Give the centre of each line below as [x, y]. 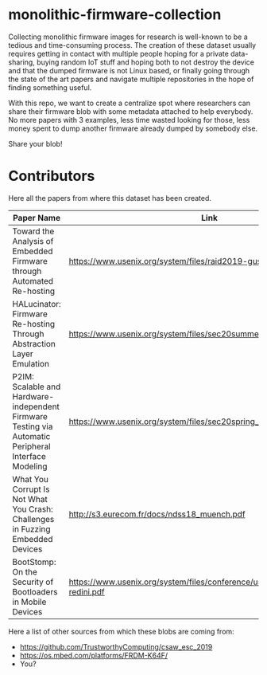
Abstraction [34, 343]
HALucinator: [37, 304]
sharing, [22, 62]
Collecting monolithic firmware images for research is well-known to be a [128, 37]
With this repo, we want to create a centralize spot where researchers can [129, 103]
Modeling [30, 466]
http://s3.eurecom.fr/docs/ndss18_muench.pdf [157, 514]
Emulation [31, 363]
